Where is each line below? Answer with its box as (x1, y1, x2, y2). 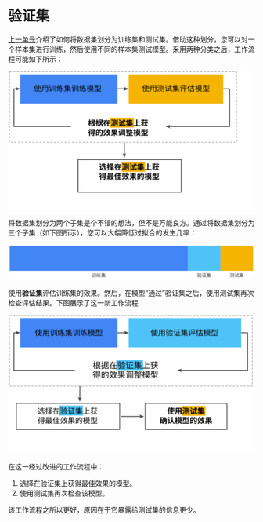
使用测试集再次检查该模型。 (19, 488, 110, 498)
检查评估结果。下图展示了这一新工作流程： (8, 298, 146, 307)
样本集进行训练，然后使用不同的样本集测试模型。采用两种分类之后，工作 (14, 44, 248, 53)
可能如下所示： (14, 54, 63, 64)
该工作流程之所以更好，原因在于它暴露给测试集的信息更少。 (8, 506, 200, 515)
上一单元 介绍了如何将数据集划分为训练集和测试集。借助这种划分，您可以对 (8, 35, 248, 44)
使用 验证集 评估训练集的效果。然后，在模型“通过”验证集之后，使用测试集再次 (8, 288, 254, 298)
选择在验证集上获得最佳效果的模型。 (19, 479, 137, 488)
